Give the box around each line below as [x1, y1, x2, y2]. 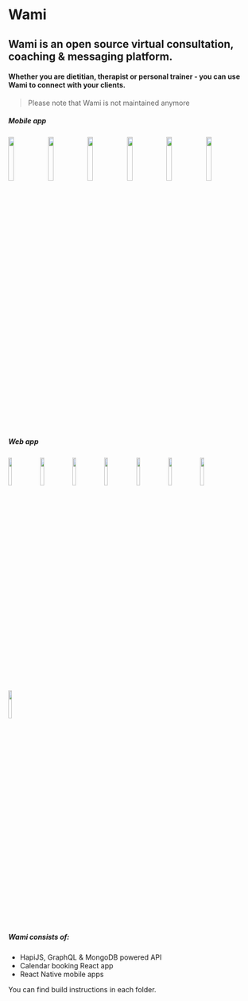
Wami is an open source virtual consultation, [8, 37, 234, 51]
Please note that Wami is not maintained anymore [27, 98, 190, 107]
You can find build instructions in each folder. [8, 984, 157, 994]
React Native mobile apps [19, 969, 104, 979]
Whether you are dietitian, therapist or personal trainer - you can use [8, 72, 241, 81]
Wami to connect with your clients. [8, 80, 126, 90]
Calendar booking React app [19, 960, 114, 970]
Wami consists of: [8, 933, 70, 942]
